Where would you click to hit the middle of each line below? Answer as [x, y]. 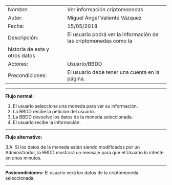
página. [76, 79]
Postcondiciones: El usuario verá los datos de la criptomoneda [72, 173]
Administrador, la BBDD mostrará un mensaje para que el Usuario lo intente [84, 152]
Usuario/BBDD [85, 64]
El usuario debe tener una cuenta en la [113, 72]
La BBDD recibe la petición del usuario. [54, 111]
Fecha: [16, 26]
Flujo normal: [20, 96]
